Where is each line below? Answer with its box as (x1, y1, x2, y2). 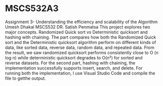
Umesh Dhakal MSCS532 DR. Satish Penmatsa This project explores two (5, 24, 151, 29)
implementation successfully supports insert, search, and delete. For (5, 65, 143, 71)
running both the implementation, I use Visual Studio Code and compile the (5, 70, 156, 76)
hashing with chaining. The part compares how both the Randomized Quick (5, 34, 156, 40)
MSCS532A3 (5, 3, 59, 14)
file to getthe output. (5, 75, 46, 81)
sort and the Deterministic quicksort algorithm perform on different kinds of (5, 39, 157, 45)
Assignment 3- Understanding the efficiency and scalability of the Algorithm (5, 19, 158, 25)
